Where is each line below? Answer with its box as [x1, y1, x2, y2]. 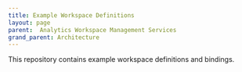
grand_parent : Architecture [8, 33, 100, 41]
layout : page [8, 19, 51, 27]
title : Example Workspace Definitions [8, 11, 135, 20]
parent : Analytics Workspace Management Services [8, 26, 177, 34]
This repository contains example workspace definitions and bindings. [8, 55, 235, 64]
